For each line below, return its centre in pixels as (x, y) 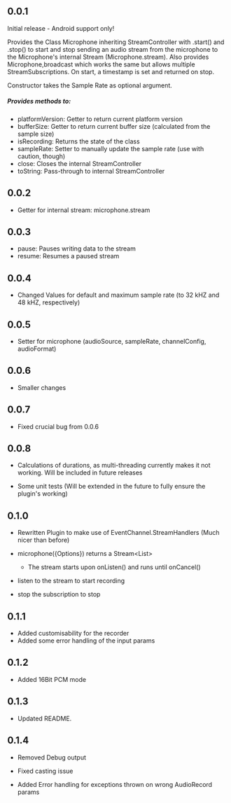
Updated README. (44, 718)
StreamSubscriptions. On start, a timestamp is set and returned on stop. (111, 71)
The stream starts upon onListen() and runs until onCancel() (114, 567)
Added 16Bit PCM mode (51, 679)
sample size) (36, 134)
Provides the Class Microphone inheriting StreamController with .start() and (116, 42)
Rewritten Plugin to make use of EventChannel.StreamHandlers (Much (118, 533)
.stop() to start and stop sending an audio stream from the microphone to (113, 49)
